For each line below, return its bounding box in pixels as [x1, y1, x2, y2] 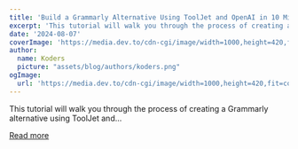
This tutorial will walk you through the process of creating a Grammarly [9, 103, 269, 114]
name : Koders [17, 54, 66, 63]
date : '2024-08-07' [9, 29, 82, 38]
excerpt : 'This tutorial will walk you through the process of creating [9, 21, 284, 30]
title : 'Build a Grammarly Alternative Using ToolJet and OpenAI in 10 [9, 12, 279, 22]
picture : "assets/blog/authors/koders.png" [17, 63, 180, 72]
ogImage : [9, 71, 42, 80]
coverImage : [9, 37, 53, 47]
